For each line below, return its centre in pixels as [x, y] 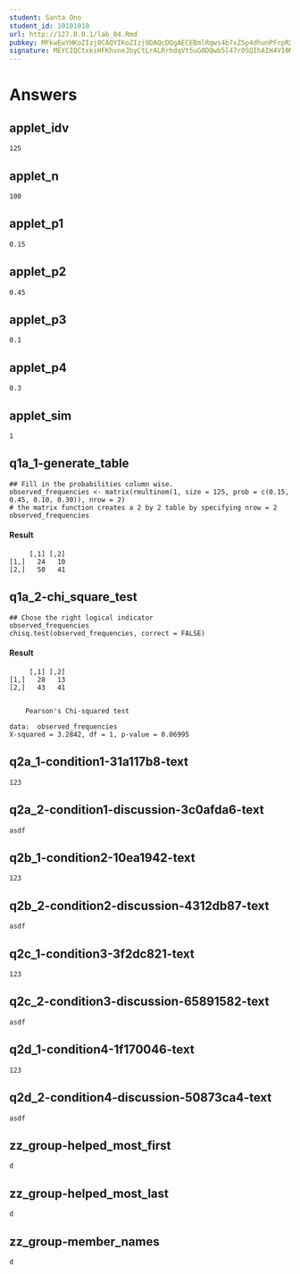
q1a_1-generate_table [69, 464]
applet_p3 [38, 320]
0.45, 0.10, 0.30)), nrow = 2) [67, 500]
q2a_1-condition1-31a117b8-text [99, 762]
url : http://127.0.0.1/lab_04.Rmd [74, 34]
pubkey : [24, 42]
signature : [29, 51]
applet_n [34, 176]
